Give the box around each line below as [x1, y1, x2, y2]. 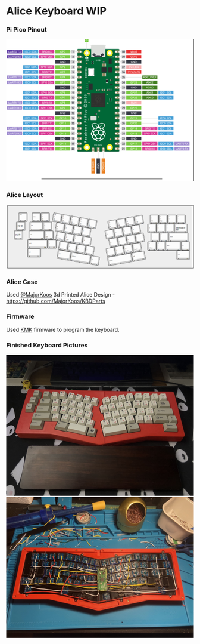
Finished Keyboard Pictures [6, 341, 88, 349]
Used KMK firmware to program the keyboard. [6, 326, 120, 333]
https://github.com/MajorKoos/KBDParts [6, 297, 105, 305]
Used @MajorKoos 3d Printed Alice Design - [6, 291, 115, 298]
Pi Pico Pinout [6, 26, 47, 34]
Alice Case [6, 278, 38, 286]
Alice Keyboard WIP [6, 4, 107, 18]
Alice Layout [6, 191, 43, 199]
